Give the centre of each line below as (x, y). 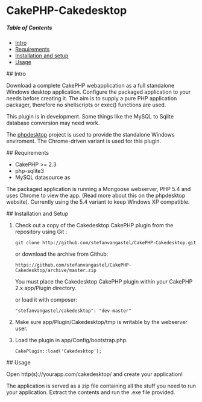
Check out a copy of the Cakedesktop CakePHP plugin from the (94, 225)
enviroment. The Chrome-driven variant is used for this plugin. (84, 141)
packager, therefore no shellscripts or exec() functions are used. (86, 105)
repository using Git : (41, 232)
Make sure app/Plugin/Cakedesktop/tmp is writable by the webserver (101, 322)
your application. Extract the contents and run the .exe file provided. (91, 392)
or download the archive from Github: (62, 254)
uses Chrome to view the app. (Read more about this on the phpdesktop (96, 196)
